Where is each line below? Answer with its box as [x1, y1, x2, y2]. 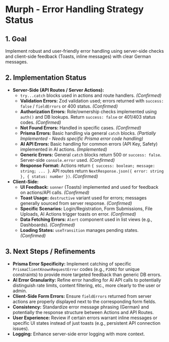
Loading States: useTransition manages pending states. [20, 227, 139, 233]
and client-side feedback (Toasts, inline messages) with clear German [5, 53, 151, 59]
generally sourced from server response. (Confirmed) [20, 200, 133, 206]
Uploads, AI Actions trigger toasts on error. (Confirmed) [20, 211, 137, 217]
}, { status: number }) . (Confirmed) [20, 173, 99, 179]
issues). [12, 325, 29, 331]
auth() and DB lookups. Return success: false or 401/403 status [20, 114, 156, 120]
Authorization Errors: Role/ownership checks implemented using [20, 108, 157, 115]
